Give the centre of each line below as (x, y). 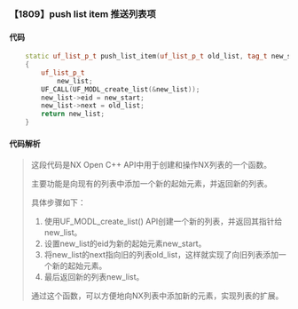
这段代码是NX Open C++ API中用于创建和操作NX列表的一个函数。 (151, 165)
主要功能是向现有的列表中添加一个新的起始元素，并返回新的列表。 (151, 184)
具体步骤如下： (58, 202)
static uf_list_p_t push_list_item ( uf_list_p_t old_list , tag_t (146, 56)
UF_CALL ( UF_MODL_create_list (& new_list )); (121, 89)
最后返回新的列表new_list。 (94, 277)
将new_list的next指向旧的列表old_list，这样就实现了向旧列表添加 (161, 255)
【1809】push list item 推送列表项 (83, 13)
